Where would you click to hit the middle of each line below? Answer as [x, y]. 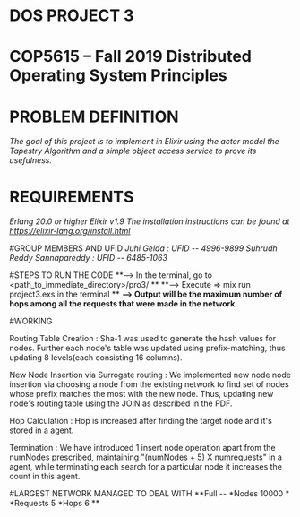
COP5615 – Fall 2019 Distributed [131, 57]
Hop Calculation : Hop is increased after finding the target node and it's [141, 421]
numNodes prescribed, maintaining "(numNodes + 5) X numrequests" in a [146, 457]
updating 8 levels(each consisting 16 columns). [96, 358]
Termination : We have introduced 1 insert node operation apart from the [142, 448]
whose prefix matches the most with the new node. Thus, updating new [141, 394]
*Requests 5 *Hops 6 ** [55, 504]
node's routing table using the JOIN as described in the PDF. [121, 403]
